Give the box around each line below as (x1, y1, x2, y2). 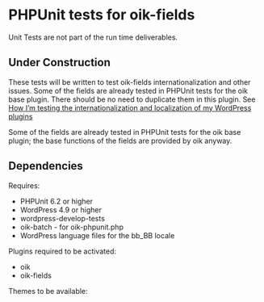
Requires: (8, 180, 40, 191)
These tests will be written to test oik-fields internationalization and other (8, 77, 251, 86)
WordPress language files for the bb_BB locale (19, 230, 175, 240)
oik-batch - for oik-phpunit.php (19, 222, 124, 232)
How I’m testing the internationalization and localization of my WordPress (8, 103, 252, 112)
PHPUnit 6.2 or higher (19, 196, 93, 206)
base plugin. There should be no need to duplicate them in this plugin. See (8, 94, 256, 104)
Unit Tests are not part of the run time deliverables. (8, 32, 178, 42)
